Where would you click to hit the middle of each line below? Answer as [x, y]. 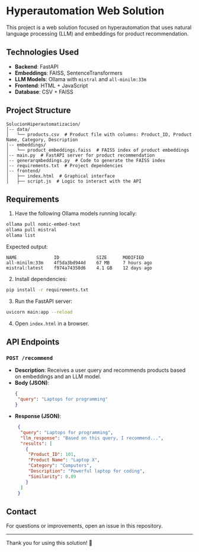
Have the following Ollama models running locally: [76, 213]
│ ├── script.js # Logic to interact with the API [74, 181]
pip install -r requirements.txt [47, 290]
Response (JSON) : [38, 416]
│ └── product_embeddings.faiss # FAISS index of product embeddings [98, 150]
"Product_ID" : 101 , [52, 455]
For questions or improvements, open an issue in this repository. [84, 526]
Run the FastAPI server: [44, 301]
